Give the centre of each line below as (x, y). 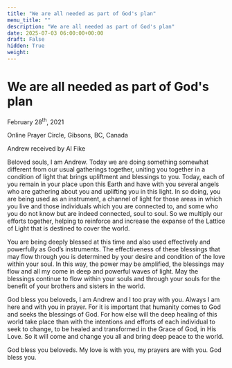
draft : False (26, 40)
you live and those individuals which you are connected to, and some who (113, 206)
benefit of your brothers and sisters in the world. (76, 286)
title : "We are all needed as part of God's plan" (82, 14)
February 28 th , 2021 (36, 121)
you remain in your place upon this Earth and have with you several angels (113, 184)
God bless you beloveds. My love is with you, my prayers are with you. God (114, 350)
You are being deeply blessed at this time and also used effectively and (109, 242)
